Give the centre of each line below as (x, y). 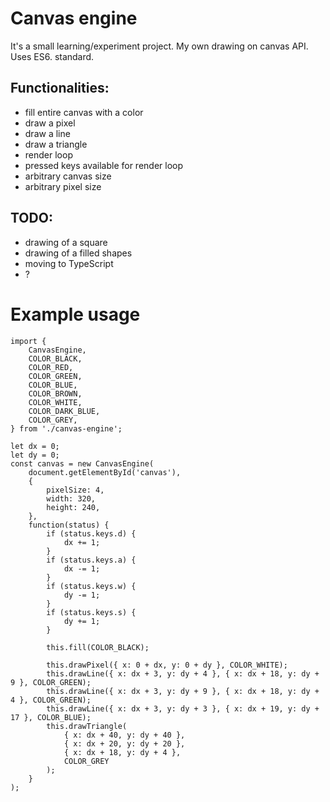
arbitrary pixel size (63, 186)
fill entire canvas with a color (84, 112)
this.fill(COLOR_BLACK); (98, 647)
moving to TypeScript (69, 263)
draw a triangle (56, 144)
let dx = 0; (35, 446)
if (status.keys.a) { (91, 560)
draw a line (47, 133)
